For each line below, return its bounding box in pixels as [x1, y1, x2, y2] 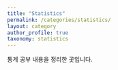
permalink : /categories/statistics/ [7, 16, 111, 23]
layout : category [7, 23, 57, 30]
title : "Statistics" [7, 10, 66, 17]
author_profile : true [7, 29, 69, 36]
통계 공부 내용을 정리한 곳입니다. [7, 56, 93, 64]
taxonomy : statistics [7, 36, 69, 43]
